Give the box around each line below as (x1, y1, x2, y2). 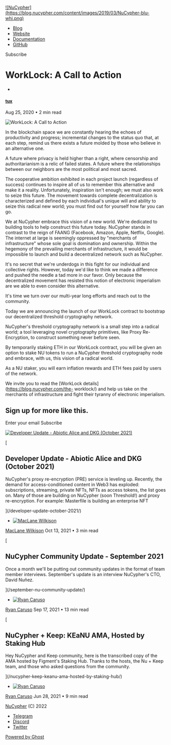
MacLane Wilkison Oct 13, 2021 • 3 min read (5, 527, 99, 534)
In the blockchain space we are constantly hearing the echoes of (5, 129, 142, 135)
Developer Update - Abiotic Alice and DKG (5, 454, 142, 463)
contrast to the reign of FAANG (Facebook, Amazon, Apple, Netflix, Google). (5, 230, 165, 236)
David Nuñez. (5, 577, 34, 583)
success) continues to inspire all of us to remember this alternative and (5, 182, 155, 188)
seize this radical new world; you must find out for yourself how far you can (5, 203, 164, 209)
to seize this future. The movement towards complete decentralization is (5, 192, 157, 199)
